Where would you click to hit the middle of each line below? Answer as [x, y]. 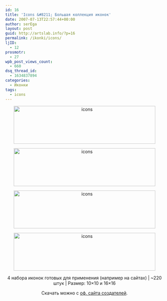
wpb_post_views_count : [29, 62]
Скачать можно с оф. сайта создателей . [85, 293]
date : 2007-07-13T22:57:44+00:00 [40, 19]
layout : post [19, 29]
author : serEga [21, 24]
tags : [11, 90]
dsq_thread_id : [21, 71]
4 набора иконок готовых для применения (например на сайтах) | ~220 [85, 278]
